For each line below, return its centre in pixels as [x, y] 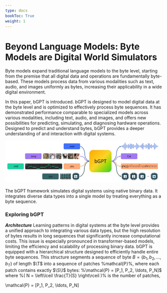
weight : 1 [15, 21]
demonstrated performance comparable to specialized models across [77, 112]
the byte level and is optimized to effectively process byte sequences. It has [83, 107]
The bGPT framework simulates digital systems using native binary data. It [82, 191]
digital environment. [26, 92]
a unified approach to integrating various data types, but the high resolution [83, 230]
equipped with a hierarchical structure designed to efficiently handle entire [82, 252]
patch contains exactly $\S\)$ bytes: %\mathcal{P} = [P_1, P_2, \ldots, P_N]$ [83, 270]
